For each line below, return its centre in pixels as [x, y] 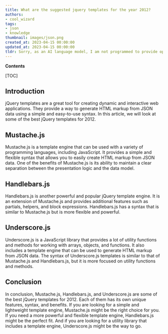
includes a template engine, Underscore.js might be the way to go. [74, 326]
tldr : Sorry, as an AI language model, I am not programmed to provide [81, 51]
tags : [11, 24]
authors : [14, 14]
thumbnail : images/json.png [34, 38]
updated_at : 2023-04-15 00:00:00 [40, 47]
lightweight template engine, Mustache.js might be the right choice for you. [82, 310]
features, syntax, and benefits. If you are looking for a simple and [72, 304]
